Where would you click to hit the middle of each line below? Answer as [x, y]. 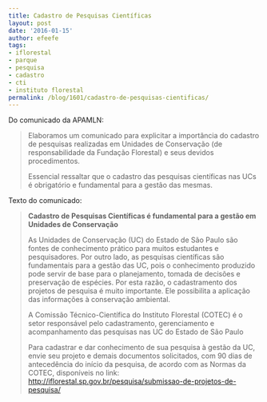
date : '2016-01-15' [41, 30]
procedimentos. [54, 161]
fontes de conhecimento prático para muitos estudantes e [123, 249]
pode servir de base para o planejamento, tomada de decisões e [134, 274]
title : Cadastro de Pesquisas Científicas [80, 16]
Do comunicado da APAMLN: [56, 120]
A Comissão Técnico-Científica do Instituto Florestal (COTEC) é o [135, 315]
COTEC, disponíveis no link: [74, 373]
